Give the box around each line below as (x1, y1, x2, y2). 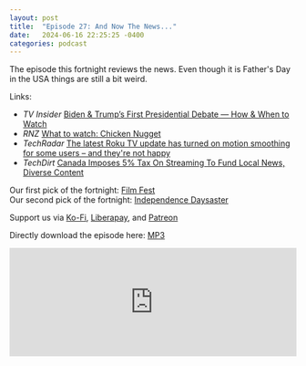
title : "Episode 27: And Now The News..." (9, 22, 178, 31)
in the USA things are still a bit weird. (9, 74, 148, 85)
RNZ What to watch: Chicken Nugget (22, 129, 161, 140)
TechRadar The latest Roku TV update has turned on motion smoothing (22, 138, 291, 149)
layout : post (9, 13, 59, 23)
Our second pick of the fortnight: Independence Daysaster (9, 194, 229, 205)
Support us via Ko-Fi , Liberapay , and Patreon (9, 212, 178, 224)
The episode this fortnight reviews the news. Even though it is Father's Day (9, 64, 291, 75)
